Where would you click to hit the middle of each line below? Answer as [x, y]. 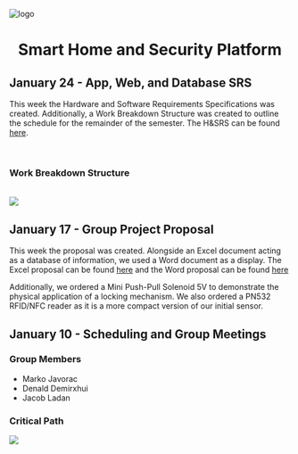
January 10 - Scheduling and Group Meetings [138, 334]
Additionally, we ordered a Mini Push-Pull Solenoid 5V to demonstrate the [144, 287]
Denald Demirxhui [55, 388]
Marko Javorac [50, 378]
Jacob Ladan [46, 398]
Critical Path [37, 421]
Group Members [46, 359]
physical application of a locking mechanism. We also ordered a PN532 [140, 297]
